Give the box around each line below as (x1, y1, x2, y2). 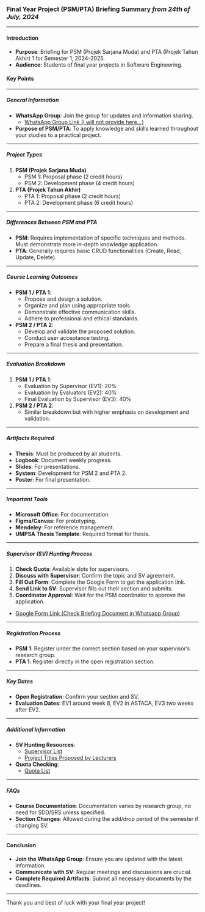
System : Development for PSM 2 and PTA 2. (15, 469, 127, 477)
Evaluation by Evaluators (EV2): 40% (24, 389, 117, 396)
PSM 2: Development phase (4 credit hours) (24, 179, 135, 186)
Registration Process (6, 630, 61, 637)
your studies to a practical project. (15, 131, 102, 139)
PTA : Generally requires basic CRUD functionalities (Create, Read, (15, 247, 182, 254)
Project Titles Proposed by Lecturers (24, 754, 117, 762)
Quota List (24, 767, 51, 774)
